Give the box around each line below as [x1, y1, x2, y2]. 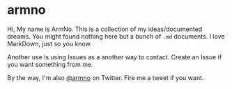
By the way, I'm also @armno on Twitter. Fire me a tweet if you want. [7, 73, 204, 81]
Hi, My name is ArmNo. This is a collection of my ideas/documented [7, 25, 203, 33]
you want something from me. [7, 60, 93, 68]
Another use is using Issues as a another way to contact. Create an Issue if [7, 52, 222, 61]
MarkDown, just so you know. [7, 39, 92, 48]
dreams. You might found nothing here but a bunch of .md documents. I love [7, 32, 225, 40]
